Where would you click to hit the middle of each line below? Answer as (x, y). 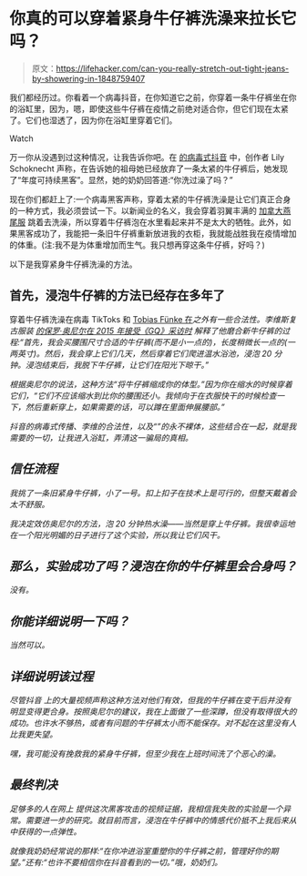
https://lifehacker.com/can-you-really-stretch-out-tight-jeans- (173, 68)
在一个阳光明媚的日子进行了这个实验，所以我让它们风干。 (117, 535)
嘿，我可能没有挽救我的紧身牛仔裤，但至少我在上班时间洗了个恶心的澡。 (145, 754)
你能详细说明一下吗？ (69, 621)
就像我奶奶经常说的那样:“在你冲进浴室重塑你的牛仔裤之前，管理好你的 (140, 851)
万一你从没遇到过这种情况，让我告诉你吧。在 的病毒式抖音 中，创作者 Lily (147, 157)
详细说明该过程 (51, 676)
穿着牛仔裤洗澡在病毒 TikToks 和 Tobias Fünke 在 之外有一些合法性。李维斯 (149, 319)
